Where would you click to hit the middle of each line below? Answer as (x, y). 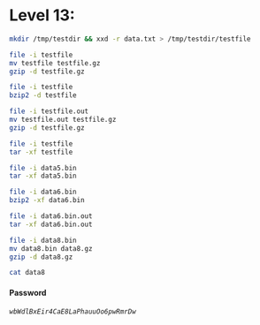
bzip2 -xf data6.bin (47, 200)
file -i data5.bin (43, 168)
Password (28, 292)
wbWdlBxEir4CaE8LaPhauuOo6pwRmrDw (73, 311)
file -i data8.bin (43, 240)
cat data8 (27, 273)
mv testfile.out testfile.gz (63, 120)
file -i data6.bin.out (51, 216)
